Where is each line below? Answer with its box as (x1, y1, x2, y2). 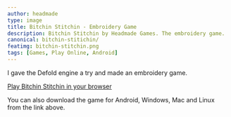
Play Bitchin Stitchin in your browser (7, 82, 113, 90)
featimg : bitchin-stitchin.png (7, 43, 99, 50)
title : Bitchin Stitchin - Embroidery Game (7, 23, 137, 30)
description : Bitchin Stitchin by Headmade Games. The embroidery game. (7, 29, 225, 37)
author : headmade (7, 10, 58, 18)
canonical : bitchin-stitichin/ (7, 36, 99, 43)
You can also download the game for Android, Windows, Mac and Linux (7, 95, 215, 104)
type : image (7, 17, 42, 24)
